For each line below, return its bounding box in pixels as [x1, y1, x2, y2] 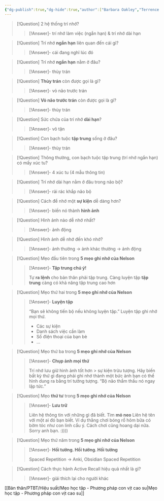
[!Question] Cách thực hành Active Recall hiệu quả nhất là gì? [16, 465, 141, 471]
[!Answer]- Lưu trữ [29, 402, 67, 408]
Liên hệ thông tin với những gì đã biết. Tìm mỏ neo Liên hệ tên [29, 412, 155, 418]
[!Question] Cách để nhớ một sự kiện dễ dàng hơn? [16, 198, 121, 204]
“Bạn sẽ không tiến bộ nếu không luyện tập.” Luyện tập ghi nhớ [29, 308, 158, 314]
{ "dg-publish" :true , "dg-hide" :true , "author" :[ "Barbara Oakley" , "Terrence [4, 7, 160, 12]
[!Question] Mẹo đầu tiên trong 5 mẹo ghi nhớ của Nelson [16, 255, 135, 261]
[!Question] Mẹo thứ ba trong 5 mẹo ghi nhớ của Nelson [16, 348, 131, 354]
